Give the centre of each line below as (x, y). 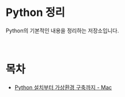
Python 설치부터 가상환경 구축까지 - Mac (63, 87)
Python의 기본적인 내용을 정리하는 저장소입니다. (62, 31)
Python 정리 (35, 13)
